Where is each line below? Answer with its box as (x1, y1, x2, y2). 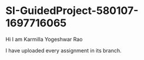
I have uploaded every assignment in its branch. (5, 47, 122, 54)
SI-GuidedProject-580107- (5, 4, 139, 17)
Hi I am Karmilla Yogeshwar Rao (5, 36, 83, 43)
